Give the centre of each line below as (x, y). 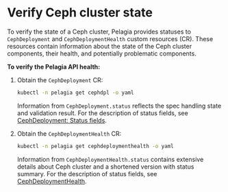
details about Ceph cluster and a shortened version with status (105, 167)
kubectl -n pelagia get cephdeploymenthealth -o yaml (95, 146)
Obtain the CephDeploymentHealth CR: (69, 133)
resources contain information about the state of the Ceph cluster (100, 46)
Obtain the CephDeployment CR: (60, 80)
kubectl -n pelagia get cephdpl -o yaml (75, 93)
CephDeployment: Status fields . (62, 120)
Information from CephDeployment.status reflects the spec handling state (119, 106)
